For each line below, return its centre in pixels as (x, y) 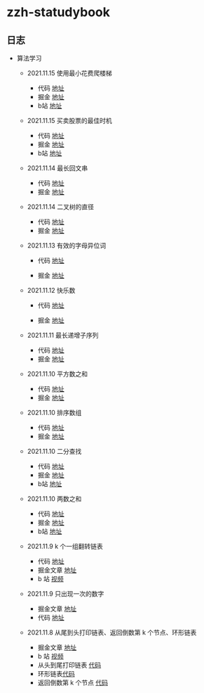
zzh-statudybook (58, 12)
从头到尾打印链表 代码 (69, 665)
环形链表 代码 (56, 674)
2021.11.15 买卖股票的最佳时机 (70, 121)
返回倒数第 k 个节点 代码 (73, 682)
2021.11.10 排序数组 (54, 413)
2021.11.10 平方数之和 (57, 374)
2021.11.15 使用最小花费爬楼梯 (70, 73)
